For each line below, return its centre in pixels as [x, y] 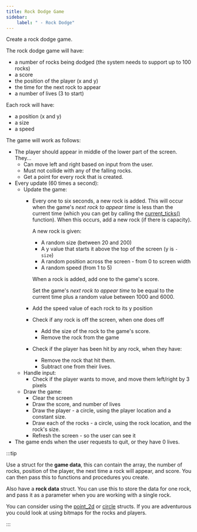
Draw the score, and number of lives [76, 404]
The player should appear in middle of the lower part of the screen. [96, 152]
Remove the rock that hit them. [78, 360]
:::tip [11, 453]
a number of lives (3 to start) [49, 94]
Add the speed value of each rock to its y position [92, 308]
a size [22, 123]
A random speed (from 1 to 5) [76, 268]
